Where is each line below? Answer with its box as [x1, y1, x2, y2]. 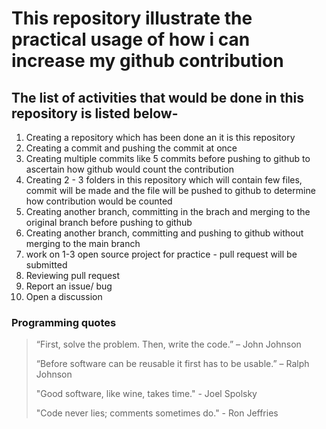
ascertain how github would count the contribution [25, 163, 234, 175]
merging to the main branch [25, 238, 141, 249]
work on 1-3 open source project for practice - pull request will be [25, 248, 298, 260]
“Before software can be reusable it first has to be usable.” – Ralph [35, 358, 310, 370]
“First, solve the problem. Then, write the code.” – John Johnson [35, 338, 302, 351]
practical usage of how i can [11, 28, 251, 51]
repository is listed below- [11, 105, 179, 122]
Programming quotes [11, 315, 117, 329]
